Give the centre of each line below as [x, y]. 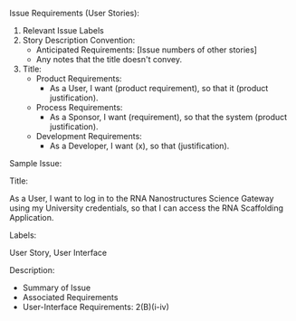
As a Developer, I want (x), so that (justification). [139, 146]
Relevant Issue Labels [63, 30]
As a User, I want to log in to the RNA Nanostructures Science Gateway [142, 198]
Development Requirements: [89, 136]
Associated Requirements [70, 297]
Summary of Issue [57, 288]
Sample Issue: [36, 163]
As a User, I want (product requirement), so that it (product [159, 88]
